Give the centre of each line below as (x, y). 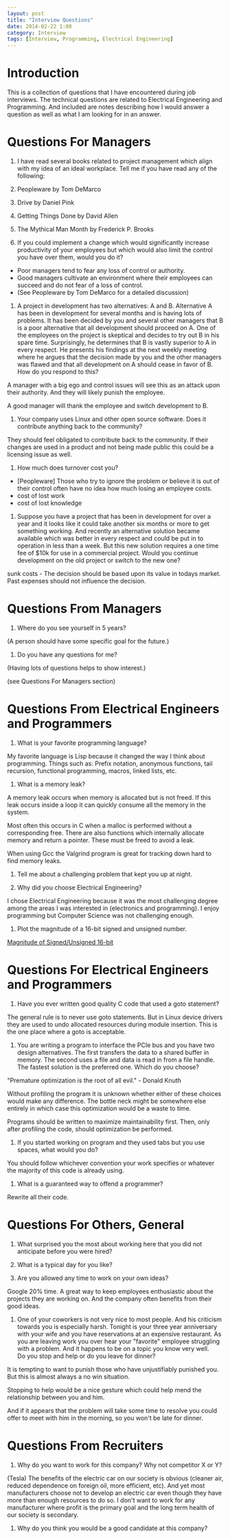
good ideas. (24, 1305)
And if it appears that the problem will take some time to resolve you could (112, 1410)
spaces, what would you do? (57, 1149)
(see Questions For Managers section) (61, 681)
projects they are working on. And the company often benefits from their (110, 1299)
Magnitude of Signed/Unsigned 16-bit (60, 942)
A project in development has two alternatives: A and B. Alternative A (115, 306)
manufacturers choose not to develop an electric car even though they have (114, 1493)
